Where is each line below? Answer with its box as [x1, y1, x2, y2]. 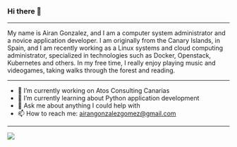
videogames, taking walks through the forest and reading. [7, 66, 176, 75]
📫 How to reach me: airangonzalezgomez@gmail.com [17, 109, 176, 118]
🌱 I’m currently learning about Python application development [17, 94, 200, 103]
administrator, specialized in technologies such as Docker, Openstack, [7, 51, 212, 60]
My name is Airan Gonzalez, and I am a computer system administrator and [7, 29, 226, 37]
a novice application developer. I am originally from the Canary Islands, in [7, 37, 221, 45]
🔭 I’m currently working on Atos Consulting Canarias [17, 87, 170, 95]
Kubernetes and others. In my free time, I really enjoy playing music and [7, 59, 217, 68]
